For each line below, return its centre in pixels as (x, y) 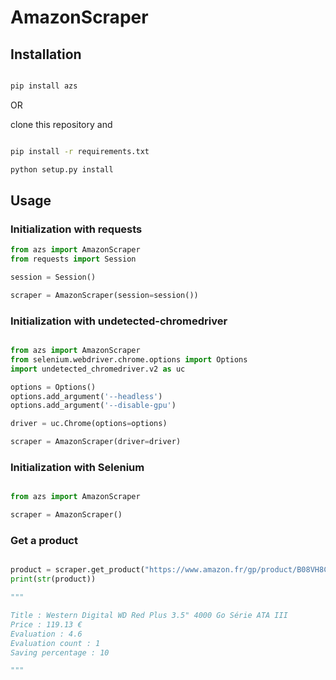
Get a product (44, 541)
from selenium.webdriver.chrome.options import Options (129, 359)
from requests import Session (73, 259)
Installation (46, 54)
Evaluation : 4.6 (46, 634)
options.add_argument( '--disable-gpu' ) (93, 406)
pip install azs (44, 86)
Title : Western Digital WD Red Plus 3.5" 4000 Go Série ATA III (149, 616)
